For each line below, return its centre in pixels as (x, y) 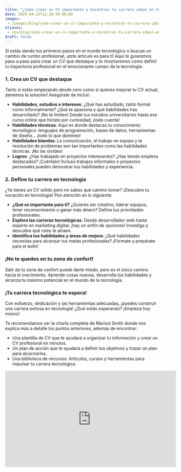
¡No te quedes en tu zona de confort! (49, 259)
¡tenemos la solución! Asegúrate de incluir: (48, 95)
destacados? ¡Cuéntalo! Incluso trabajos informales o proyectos (76, 161)
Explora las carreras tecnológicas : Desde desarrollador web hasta (80, 220)
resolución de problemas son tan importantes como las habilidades (80, 146)
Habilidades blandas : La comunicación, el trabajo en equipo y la (77, 141)
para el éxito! (25, 246)
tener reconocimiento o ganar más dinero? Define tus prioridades (78, 210)
